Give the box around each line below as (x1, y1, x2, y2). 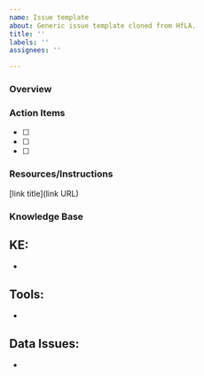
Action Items (9, 106, 66, 119)
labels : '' (9, 37, 50, 47)
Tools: (9, 286, 44, 302)
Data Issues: (9, 336, 80, 351)
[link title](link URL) (9, 188, 80, 199)
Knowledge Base (9, 210, 84, 223)
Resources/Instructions (9, 168, 114, 180)
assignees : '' (9, 46, 62, 55)
